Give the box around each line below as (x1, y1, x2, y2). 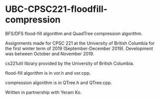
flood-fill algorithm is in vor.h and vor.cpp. (5, 70, 91, 76)
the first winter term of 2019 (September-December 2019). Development (5, 45, 153, 51)
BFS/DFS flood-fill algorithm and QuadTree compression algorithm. (5, 30, 143, 36)
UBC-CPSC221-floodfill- (5, 3, 108, 15)
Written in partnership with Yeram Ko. (5, 89, 82, 95)
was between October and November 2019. (5, 51, 94, 57)
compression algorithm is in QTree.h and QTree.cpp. (5, 80, 112, 86)
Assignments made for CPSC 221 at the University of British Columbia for (5, 40, 155, 46)
